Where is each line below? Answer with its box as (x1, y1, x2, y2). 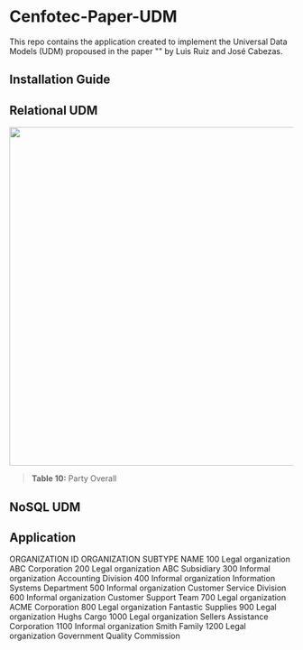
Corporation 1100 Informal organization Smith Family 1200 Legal (9, 621, 246, 632)
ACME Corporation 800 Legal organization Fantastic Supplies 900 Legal (9, 602, 277, 613)
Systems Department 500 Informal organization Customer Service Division (9, 582, 287, 593)
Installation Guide (9, 72, 111, 88)
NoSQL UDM (9, 499, 81, 515)
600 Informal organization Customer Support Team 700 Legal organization (9, 592, 287, 603)
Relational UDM (9, 102, 98, 118)
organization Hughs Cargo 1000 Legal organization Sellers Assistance (9, 611, 269, 622)
